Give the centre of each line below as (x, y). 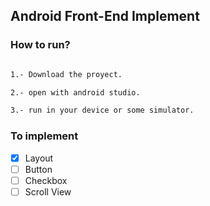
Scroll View (48, 191)
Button (38, 169)
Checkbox (46, 180)
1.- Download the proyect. (66, 74)
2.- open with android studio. (75, 92)
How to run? (40, 45)
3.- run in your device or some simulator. (102, 110)
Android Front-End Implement (105, 16)
